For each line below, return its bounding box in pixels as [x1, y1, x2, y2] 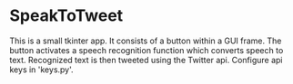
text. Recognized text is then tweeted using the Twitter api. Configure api [9, 54, 283, 65]
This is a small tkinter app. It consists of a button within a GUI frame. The [9, 35, 282, 46]
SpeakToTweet [9, 5, 124, 26]
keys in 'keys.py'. [9, 64, 75, 75]
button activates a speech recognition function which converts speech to [9, 44, 284, 55]
